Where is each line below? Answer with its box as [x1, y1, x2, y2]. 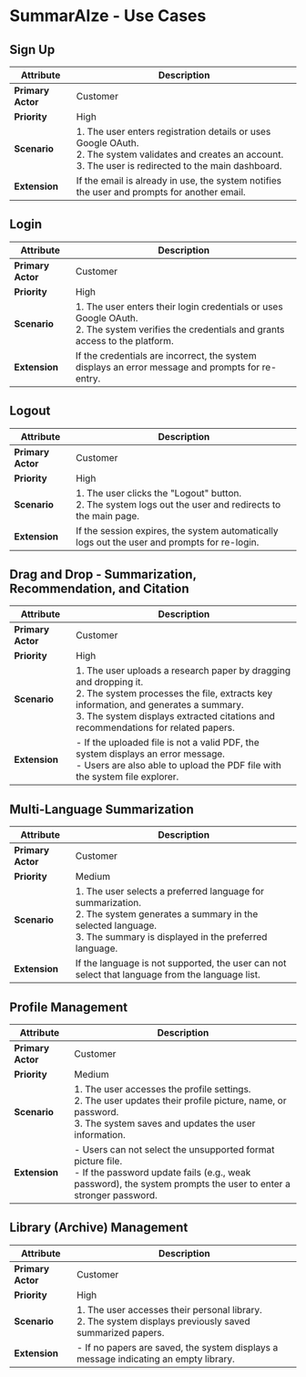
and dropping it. [76, 676, 144, 689]
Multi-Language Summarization [9, 801, 194, 817]
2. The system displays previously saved [76, 1315, 250, 1328]
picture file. [74, 1155, 123, 1168]
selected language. [75, 919, 158, 932]
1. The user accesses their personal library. [76, 1303, 262, 1316]
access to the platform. [75, 334, 175, 347]
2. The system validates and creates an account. [76, 148, 284, 161]
